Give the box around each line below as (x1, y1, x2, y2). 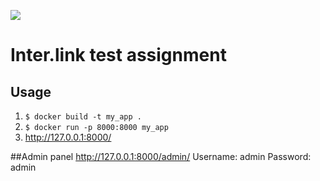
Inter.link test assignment (10, 44, 227, 67)
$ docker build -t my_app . (24, 112, 142, 122)
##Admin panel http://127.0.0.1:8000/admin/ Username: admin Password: (10, 151, 312, 162)
